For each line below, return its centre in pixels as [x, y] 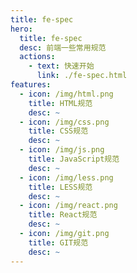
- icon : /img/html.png [66, 94]
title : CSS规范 [58, 131]
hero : [21, 29]
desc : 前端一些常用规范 [63, 47]
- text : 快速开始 [61, 66]
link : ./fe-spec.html [82, 76]
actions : [37, 57]
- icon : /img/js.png [62, 150]
